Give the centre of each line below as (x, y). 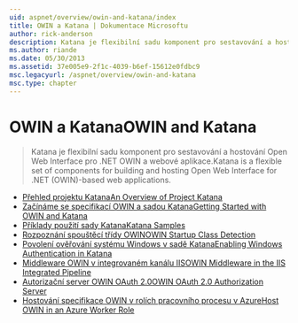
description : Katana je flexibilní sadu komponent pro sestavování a (141, 42)
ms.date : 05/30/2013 (47, 58)
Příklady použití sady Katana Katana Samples (104, 225)
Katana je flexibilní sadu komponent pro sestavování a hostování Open (159, 151)
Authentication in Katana (67, 253)
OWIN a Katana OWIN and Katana (133, 127)
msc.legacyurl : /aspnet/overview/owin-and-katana (103, 75)
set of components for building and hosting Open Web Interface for (154, 170)
